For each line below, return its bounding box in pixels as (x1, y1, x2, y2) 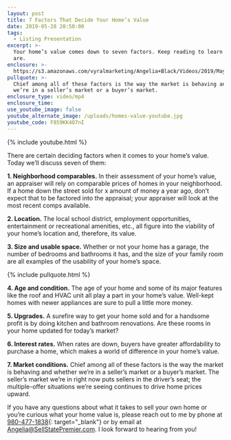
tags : (7, 29, 23, 36)
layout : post (7, 10, 45, 17)
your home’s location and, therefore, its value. (7, 229, 137, 238)
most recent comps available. (7, 201, 91, 209)
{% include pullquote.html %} (7, 270, 91, 279)
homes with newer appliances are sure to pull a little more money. (7, 298, 193, 306)
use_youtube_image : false (7, 106, 81, 113)
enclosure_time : (7, 100, 54, 107)
